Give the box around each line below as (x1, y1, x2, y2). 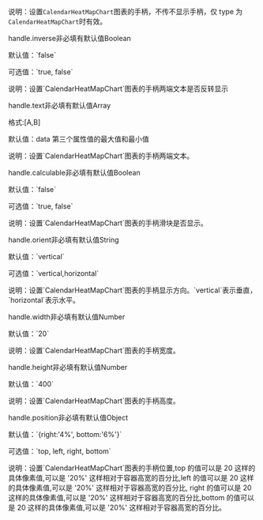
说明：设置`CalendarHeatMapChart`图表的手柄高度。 (8, 396, 180, 405)
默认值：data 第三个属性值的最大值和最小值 (8, 134, 149, 144)
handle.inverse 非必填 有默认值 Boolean (8, 34, 132, 43)
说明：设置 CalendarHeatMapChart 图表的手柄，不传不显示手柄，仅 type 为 (8, 7, 243, 16)
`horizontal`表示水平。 (8, 296, 81, 304)
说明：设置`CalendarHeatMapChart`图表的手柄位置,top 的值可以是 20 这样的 (8, 463, 256, 473)
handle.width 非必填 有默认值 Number (8, 312, 126, 322)
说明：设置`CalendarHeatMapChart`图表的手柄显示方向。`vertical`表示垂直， (8, 285, 257, 295)
